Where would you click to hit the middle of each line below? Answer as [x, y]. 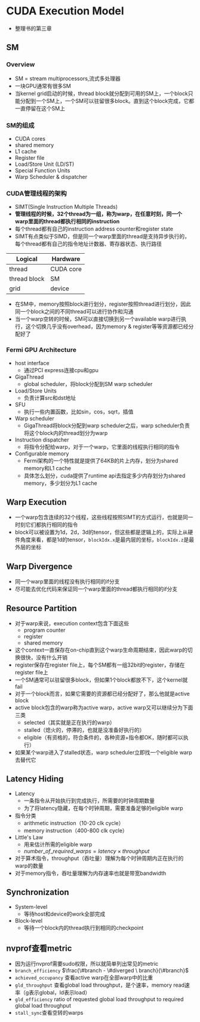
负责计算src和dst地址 [50, 398]
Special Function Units [42, 170]
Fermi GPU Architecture [41, 350]
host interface [32, 363]
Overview [21, 65]
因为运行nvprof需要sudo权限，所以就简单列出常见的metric [87, 964]
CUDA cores [30, 138]
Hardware [66, 259]
